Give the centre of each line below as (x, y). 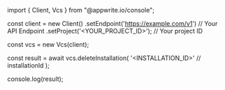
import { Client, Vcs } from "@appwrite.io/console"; (81, 10)
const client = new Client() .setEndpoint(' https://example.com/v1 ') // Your (112, 23)
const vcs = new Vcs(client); (48, 44)
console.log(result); (35, 79)
